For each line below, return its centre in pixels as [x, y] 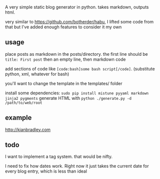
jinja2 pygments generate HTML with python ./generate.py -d [68, 98]
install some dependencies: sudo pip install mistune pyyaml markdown [77, 93]
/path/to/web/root [24, 103]
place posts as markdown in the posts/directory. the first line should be [76, 54]
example [19, 118]
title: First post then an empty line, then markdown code [65, 59]
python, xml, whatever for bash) [37, 74]
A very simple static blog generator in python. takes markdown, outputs [77, 7]
